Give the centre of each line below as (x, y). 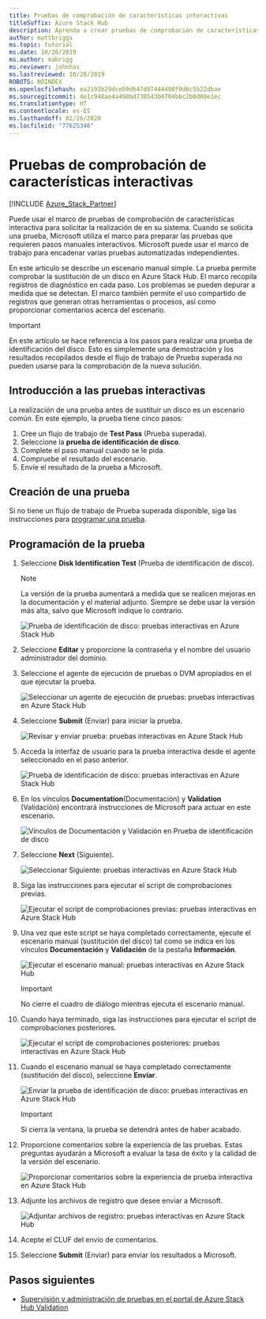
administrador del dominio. (64, 658)
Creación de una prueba (69, 491)
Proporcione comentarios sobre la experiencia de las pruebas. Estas (131, 1145)
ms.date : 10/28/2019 (43, 52)
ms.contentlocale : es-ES (50, 111)
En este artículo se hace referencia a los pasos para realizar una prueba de (131, 340)
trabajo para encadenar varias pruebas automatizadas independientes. (124, 252)
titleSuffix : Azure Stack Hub (59, 23)
